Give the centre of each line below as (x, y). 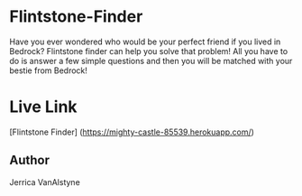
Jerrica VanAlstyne (45, 182)
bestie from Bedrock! (49, 70)
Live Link (44, 107)
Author (29, 160)
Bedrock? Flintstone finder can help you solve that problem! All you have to (149, 51)
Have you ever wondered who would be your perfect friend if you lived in (145, 42)
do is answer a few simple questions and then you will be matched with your (151, 61)
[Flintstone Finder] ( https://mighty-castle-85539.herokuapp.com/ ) (132, 132)
